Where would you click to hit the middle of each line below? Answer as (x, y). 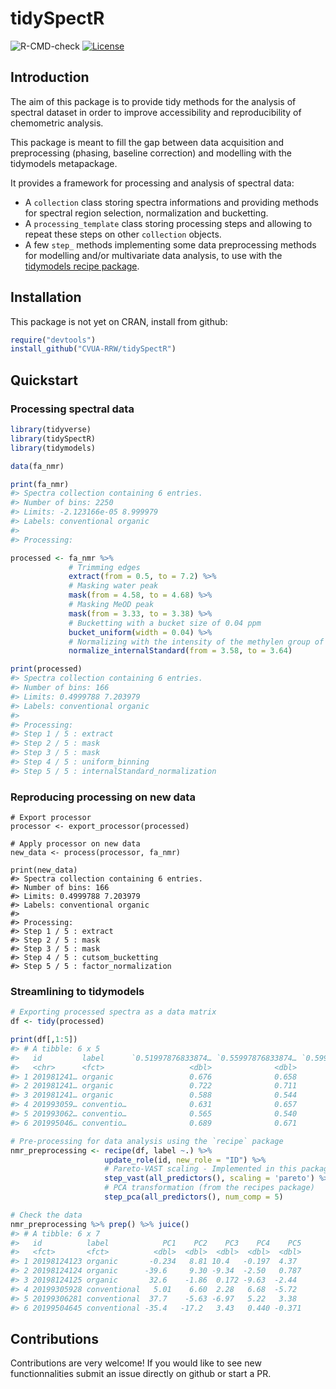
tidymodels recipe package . (82, 266)
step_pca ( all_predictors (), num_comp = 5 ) (194, 1197)
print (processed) (46, 669)
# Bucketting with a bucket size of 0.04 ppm (165, 623)
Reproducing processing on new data (103, 797)
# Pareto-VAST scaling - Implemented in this (201, 1169)
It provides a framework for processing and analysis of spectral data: (152, 183)
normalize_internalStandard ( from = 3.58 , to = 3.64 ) (180, 651)
